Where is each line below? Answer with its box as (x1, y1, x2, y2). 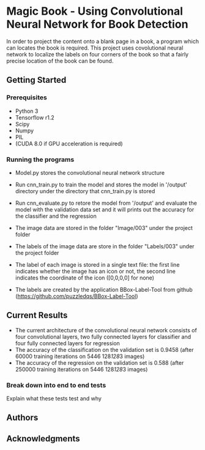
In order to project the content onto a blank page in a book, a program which (6, 37, 199, 45)
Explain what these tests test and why (6, 395, 102, 402)
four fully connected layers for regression (15, 339, 121, 347)
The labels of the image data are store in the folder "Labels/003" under (15, 242, 195, 250)
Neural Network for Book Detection (6, 17, 188, 31)
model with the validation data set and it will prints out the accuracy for (15, 205, 195, 213)
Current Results (6, 310, 68, 321)
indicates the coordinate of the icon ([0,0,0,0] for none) (15, 274, 155, 281)
